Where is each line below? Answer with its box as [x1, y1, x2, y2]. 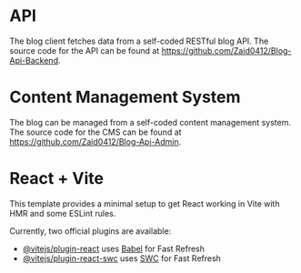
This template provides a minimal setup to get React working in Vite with [9, 197, 280, 209]
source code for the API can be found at [9, 45, 160, 56]
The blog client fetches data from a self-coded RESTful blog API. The [9, 35, 269, 46]
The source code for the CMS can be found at [9, 126, 182, 137]
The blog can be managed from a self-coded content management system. [9, 116, 291, 127]
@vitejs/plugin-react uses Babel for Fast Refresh [22, 243, 206, 254]
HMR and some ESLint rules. [9, 207, 116, 218]
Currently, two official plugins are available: [9, 225, 172, 237]
